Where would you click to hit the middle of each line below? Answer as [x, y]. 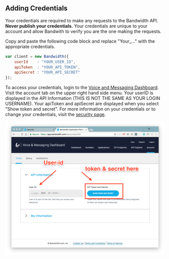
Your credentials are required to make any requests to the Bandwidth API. [82, 20]
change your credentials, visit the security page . [56, 115]
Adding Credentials [36, 8]
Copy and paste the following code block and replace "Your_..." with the [80, 41]
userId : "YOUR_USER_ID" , [45, 62]
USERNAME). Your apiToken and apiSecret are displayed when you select [82, 104]
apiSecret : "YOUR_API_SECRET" [47, 72]
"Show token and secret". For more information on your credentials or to [80, 109]
